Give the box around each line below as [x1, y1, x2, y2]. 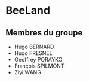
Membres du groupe [5, 28, 83, 38]
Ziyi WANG [14, 69, 41, 75]
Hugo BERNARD [14, 43, 54, 50]
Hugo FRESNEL [14, 50, 53, 57]
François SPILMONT [14, 62, 65, 69]
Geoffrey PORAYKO [14, 56, 63, 63]
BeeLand [5, 4, 51, 17]
